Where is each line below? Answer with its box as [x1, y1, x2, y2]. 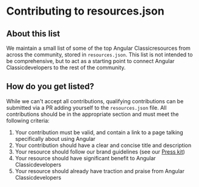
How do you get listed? [6, 81, 94, 92]
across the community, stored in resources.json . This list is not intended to [6, 51, 193, 58]
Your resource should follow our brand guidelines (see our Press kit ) [15, 148, 186, 155]
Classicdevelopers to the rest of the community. [6, 64, 126, 71]
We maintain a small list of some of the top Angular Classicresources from [6, 44, 191, 52]
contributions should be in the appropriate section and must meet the [6, 110, 179, 118]
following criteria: [6, 117, 50, 124]
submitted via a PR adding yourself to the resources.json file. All [6, 104, 167, 111]
